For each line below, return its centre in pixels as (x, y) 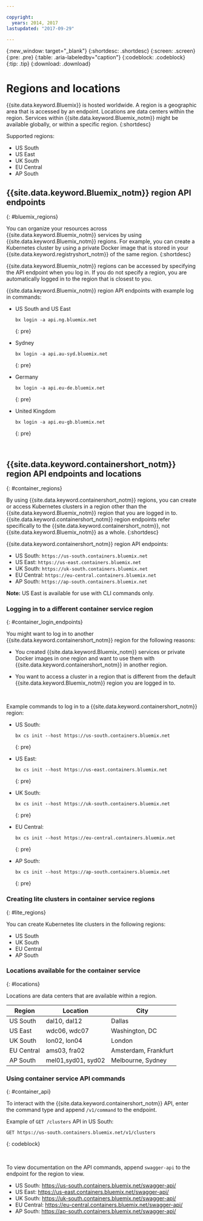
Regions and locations (63, 88)
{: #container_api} (29, 1092)
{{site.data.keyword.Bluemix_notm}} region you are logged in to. (95, 683)
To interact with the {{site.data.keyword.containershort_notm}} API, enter (98, 1103)
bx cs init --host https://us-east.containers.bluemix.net (91, 770)
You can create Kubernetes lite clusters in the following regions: (86, 924)
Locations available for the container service (73, 971)
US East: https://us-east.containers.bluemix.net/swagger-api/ (92, 1192)
